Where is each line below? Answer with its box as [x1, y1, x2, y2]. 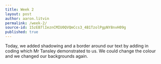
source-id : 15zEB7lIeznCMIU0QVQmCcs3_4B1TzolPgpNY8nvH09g [5, 25, 126, 30]
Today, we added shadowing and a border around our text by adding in [5, 43, 149, 48]
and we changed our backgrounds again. [5, 53, 88, 59]
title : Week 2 [5, 7, 34, 12]
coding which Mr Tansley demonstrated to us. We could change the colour [5, 48, 156, 54]
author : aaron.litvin [5, 16, 50, 21]
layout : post [5, 12, 32, 16]
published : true [5, 30, 38, 34]
